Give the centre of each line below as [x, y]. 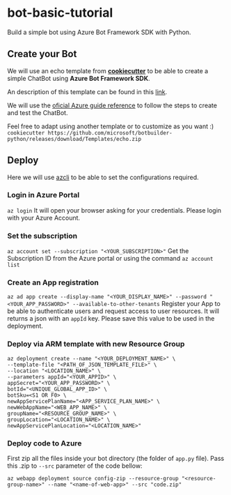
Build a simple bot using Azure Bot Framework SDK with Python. [99, 32]
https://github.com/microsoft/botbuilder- [110, 133]
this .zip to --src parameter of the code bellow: [75, 466]
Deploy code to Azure [45, 443]
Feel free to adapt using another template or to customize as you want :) [111, 126]
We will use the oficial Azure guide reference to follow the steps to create [112, 105]
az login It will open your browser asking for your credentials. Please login [114, 210]
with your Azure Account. [44, 218]
